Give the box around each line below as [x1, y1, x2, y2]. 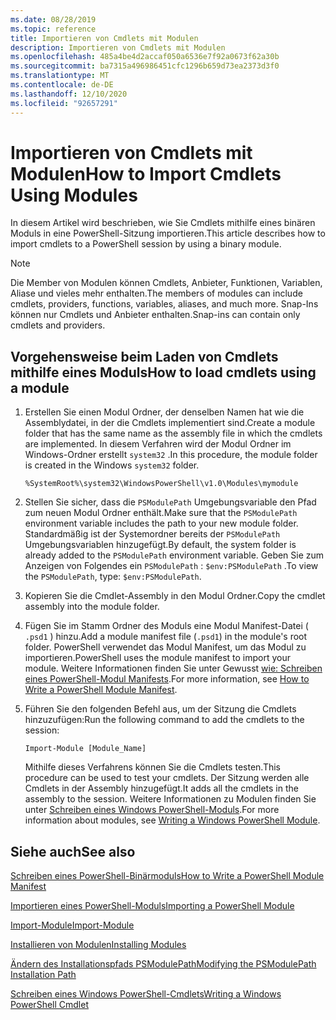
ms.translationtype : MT [10, 71, 110, 81]
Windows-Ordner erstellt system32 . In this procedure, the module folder [24, 449, 318, 461]
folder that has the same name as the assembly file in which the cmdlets [24, 427, 323, 440]
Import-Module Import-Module [10, 919, 135, 931]
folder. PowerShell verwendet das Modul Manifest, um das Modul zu [24, 641, 307, 653]
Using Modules [10, 184, 138, 206]
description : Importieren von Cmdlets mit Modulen [10, 42, 226, 53]
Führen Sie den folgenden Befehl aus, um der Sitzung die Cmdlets [24, 703, 297, 715]
